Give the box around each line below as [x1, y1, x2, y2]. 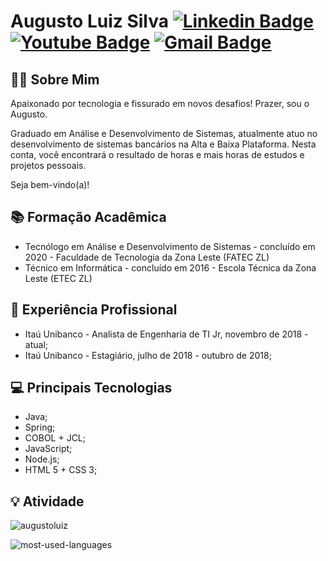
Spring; [24, 421, 56, 434]
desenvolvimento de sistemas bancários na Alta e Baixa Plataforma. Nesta [10, 138, 317, 150]
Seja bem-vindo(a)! [10, 179, 90, 190]
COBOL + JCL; [24, 432, 87, 444]
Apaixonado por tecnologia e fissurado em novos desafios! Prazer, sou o [10, 98, 310, 109]
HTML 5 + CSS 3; [24, 464, 98, 476]
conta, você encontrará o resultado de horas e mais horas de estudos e [10, 149, 305, 160]
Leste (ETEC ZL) [24, 272, 93, 284]
